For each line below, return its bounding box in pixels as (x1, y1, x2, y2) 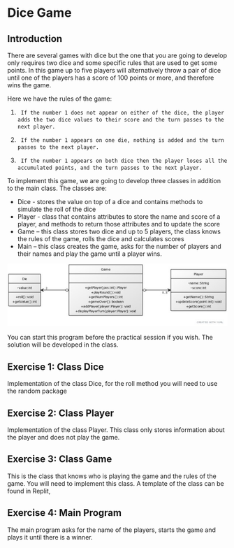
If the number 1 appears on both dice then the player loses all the (20, 157, 228, 164)
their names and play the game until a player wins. (17, 250, 162, 258)
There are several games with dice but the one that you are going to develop (7, 51, 228, 59)
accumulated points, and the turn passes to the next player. (17, 164, 203, 171)
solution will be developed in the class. (7, 340, 119, 349)
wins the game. (7, 81, 52, 89)
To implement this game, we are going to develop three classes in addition (7, 177, 221, 185)
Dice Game (7, 5, 72, 21)
